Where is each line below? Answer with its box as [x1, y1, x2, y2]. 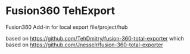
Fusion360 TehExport [5, 4, 116, 18]
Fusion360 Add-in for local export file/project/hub [5, 23, 128, 31]
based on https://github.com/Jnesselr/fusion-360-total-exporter [5, 41, 163, 48]
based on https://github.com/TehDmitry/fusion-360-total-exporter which [5, 35, 184, 42]
